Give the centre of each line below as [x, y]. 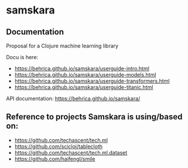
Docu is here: [22, 57]
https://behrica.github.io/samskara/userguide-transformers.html [92, 81]
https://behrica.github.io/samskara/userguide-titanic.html [84, 87]
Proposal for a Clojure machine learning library [62, 46]
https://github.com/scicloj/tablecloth [59, 146]
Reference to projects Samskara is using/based [94, 117]
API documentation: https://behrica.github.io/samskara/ [73, 98]
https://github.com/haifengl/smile [55, 159]
